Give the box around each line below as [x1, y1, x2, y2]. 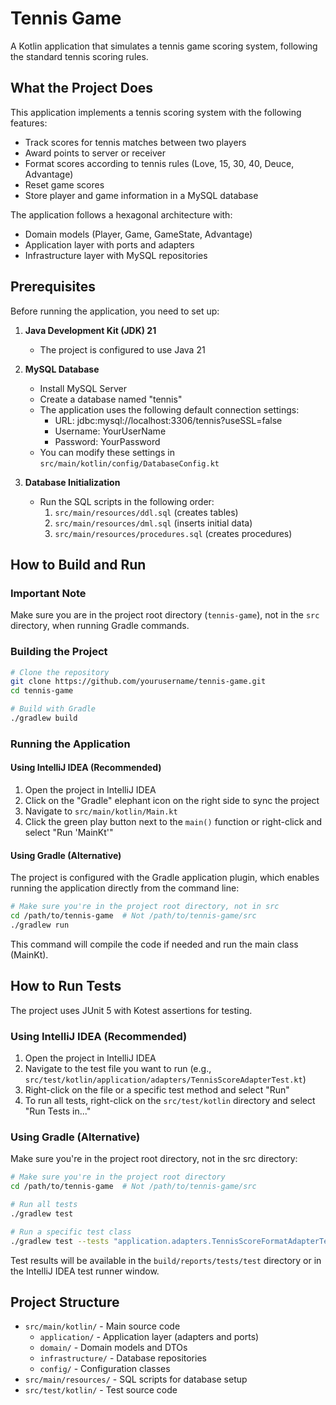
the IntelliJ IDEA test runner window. [10, 1265, 160, 1277]
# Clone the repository [10, 667, 110, 677]
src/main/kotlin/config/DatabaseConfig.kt [39, 458, 220, 469]
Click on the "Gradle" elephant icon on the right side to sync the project [24, 795, 320, 807]
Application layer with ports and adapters [24, 238, 195, 251]
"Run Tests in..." [24, 1105, 92, 1117]
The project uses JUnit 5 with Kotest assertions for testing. [10, 1004, 253, 1016]
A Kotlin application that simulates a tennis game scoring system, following [10, 40, 318, 52]
